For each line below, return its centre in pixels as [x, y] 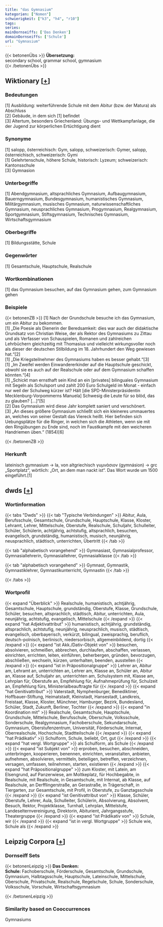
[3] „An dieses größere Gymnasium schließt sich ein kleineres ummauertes [80, 411]
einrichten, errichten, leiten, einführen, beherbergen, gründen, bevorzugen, [81, 655]
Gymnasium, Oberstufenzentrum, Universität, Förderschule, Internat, [74, 728]
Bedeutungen [21, 95]
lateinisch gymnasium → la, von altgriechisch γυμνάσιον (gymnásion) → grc [81, 465]
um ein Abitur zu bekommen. [34, 323]
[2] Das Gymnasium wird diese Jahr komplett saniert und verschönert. [75, 406]
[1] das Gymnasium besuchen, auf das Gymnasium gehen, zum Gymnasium [81, 289]
